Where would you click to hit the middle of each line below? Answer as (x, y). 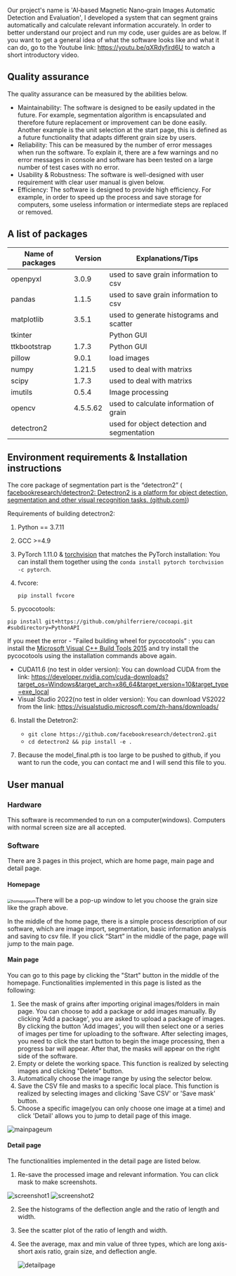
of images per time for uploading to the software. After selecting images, (123, 1033)
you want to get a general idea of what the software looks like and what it (113, 40)
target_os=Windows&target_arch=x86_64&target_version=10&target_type (123, 685)
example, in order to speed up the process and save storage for (110, 197)
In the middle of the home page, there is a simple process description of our (117, 921)
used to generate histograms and (164, 315)
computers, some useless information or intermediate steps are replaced (123, 204)
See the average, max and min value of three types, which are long (114, 1244)
